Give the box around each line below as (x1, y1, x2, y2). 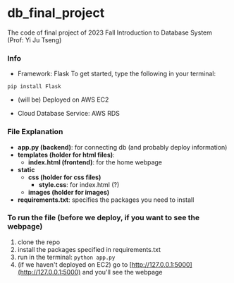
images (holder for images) (27, 188, 110, 196)
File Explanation (7, 127, 63, 137)
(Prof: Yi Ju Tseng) (7, 35, 62, 44)
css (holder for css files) (27, 173, 101, 181)
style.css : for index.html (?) (38, 180, 120, 188)
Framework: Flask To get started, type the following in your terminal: (17, 69, 216, 78)
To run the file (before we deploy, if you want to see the (7, 213, 200, 223)
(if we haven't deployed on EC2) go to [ (17, 260, 133, 269)
